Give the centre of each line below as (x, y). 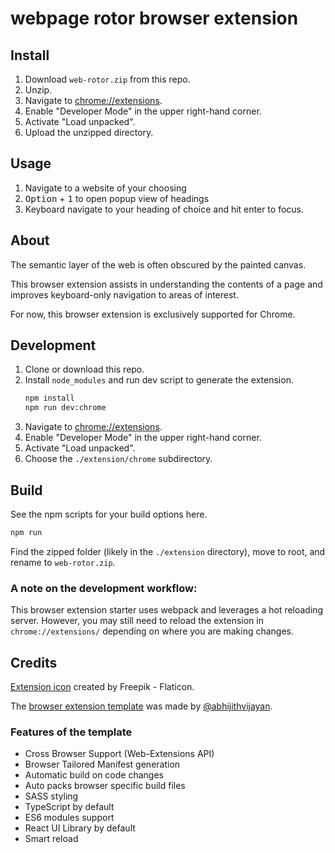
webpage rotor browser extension (154, 18)
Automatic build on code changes (94, 775)
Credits (34, 662)
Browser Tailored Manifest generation (102, 764)
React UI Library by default (80, 828)
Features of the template (71, 732)
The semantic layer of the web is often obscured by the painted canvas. (158, 264)
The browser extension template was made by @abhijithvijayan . (141, 706)
